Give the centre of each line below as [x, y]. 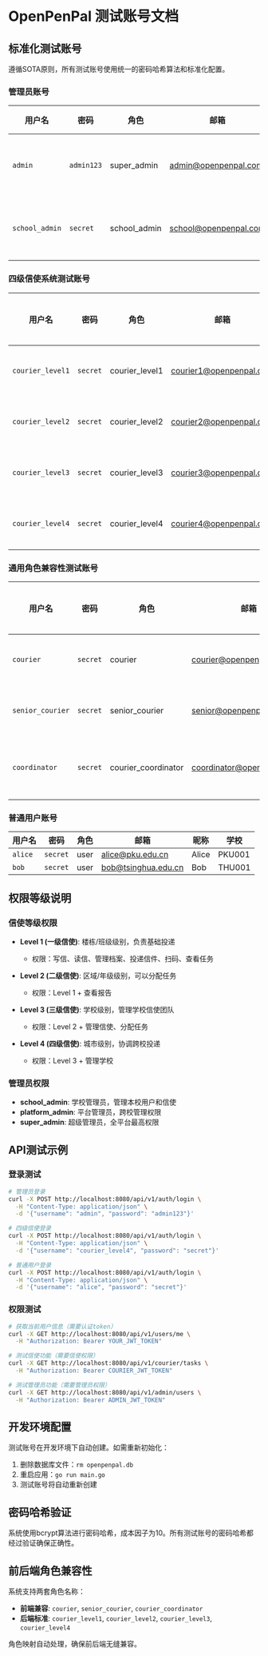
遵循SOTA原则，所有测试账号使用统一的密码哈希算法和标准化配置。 [119, 69]
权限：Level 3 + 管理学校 [73, 1060]
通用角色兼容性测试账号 [53, 568]
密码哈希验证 [40, 1512]
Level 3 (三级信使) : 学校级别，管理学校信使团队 [97, 1009]
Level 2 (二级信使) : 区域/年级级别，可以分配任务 [98, 976]
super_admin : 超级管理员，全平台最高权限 [89, 1122]
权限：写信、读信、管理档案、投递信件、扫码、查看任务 [122, 958]
